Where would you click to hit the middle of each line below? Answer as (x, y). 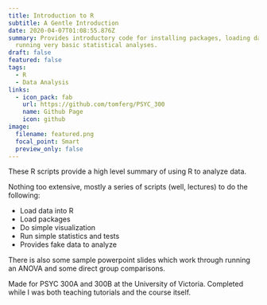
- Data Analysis (42, 82)
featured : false (35, 61)
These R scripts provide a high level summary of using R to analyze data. (128, 171)
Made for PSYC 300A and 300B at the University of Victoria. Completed (126, 284)
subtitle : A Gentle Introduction (64, 23)
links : (19, 90)
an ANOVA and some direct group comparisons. (87, 268)
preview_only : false (49, 149)
